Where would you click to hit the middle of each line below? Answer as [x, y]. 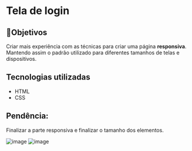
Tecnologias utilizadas [48, 77]
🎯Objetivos [27, 32]
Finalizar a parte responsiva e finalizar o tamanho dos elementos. [85, 130]
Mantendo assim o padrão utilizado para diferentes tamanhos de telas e [93, 53]
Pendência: [27, 116]
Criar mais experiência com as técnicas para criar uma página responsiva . [96, 46]
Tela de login [38, 11]
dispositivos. [21, 59]
